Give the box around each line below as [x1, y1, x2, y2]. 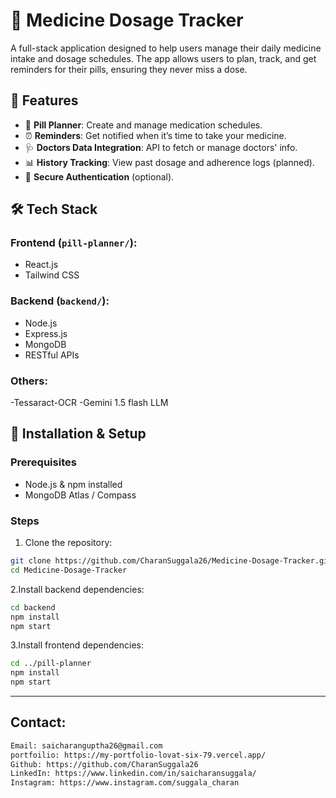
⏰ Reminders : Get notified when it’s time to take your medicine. [24, 129, 287, 141]
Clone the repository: [24, 537, 113, 549]
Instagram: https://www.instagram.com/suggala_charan [10, 778, 240, 788]
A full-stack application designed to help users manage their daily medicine [10, 42, 322, 54]
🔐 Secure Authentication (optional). [24, 170, 175, 183]
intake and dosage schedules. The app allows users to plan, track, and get [10, 52, 317, 64]
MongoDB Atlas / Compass [24, 489, 137, 501]
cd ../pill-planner [10, 659, 92, 669]
